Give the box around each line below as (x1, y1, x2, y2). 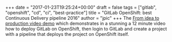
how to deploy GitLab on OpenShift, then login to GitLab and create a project (5, 26, 167, 32)
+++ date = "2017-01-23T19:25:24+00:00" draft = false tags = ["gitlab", (5, 5, 157, 10)
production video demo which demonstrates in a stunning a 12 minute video (5, 20, 166, 26)
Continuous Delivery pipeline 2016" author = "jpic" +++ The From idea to (5, 15, 160, 21)
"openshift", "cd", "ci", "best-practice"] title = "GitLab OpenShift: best (5, 10, 152, 16)
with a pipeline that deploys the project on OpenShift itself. (5, 31, 129, 37)
